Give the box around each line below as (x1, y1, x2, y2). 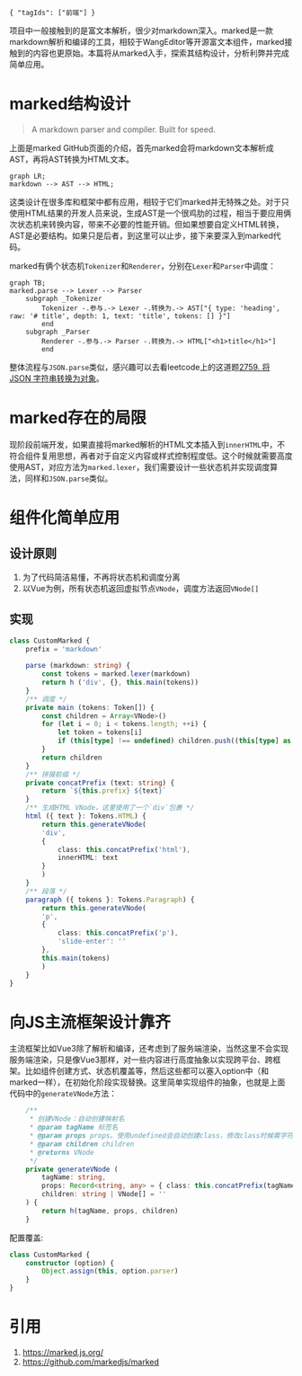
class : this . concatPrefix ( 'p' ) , (57, 928, 179, 937)
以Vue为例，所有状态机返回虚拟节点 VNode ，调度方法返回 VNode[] (22, 582, 259, 593)
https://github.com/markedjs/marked (22, 1356, 160, 1367)
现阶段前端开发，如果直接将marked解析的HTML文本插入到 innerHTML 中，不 (9, 439, 286, 449)
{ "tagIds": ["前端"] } (9, 8, 96, 17)
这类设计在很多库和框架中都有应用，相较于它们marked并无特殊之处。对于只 (9, 196, 289, 207)
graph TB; (9, 278, 47, 288)
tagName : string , (41, 1173, 106, 1182)
